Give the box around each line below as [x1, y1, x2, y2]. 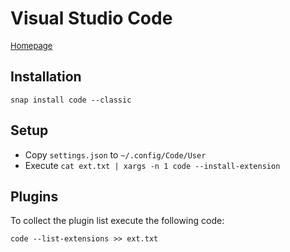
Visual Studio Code [10, 7, 173, 30]
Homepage [10, 40, 53, 51]
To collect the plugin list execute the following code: [10, 215, 225, 227]
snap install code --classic [10, 95, 132, 105]
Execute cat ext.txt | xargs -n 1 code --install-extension [24, 159, 281, 171]
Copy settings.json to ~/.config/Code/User [24, 148, 207, 161]
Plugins [10, 188, 59, 205]
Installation [10, 68, 82, 86]
